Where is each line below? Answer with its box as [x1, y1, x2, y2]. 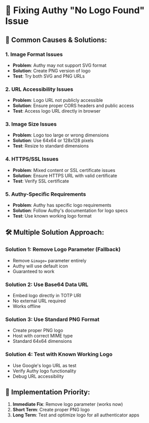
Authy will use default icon [12, 263, 68, 269]
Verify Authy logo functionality [12, 368, 77, 374]
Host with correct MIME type [12, 333, 73, 339]
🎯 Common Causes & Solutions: [5, 36, 107, 44]
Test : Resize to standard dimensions [12, 143, 89, 149]
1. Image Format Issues [5, 51, 63, 58]
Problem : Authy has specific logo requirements [12, 202, 111, 208]
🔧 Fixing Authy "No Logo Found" [5, 5, 145, 16]
